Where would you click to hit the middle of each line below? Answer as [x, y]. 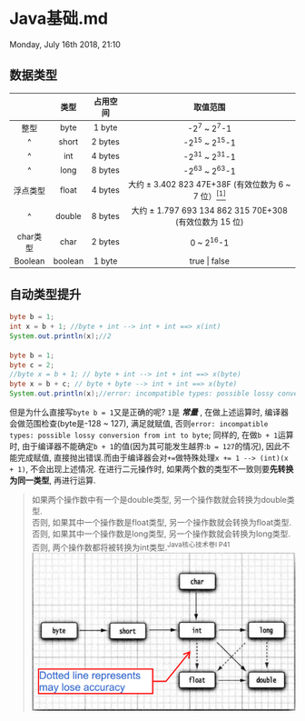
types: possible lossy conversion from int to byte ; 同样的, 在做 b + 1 [144, 435]
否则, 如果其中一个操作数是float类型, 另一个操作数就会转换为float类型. [162, 523]
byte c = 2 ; [32, 365]
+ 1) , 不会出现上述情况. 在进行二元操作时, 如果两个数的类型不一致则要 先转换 [152, 469]
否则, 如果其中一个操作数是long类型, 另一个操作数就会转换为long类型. [161, 534]
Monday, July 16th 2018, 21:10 [65, 44]
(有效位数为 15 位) [210, 222]
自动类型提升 [45, 294]
